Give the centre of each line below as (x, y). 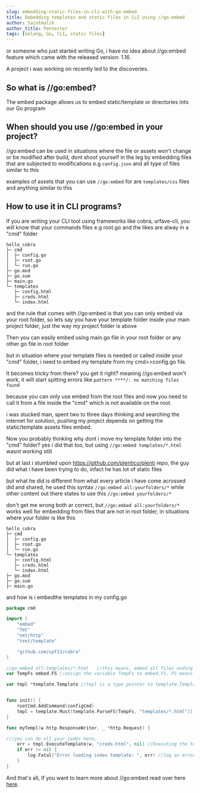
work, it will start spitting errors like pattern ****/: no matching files (93, 379)
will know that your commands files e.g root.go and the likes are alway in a (98, 227)
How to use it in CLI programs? (64, 207)
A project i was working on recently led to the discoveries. (77, 69)
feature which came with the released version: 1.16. (68, 57)
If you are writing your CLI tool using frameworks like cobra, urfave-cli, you (98, 221)
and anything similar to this (39, 188)
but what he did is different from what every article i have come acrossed (96, 481)
